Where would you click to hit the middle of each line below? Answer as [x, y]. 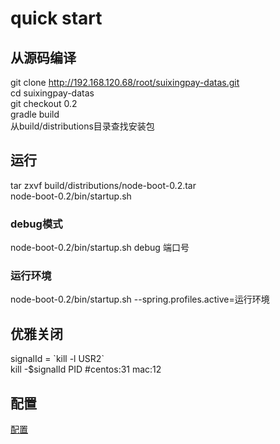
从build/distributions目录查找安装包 [82, 126]
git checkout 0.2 [44, 103]
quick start [56, 18]
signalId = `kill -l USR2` [57, 359]
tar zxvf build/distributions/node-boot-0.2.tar [103, 185]
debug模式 [36, 224]
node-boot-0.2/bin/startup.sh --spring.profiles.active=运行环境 [140, 299]
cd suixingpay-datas [52, 93]
